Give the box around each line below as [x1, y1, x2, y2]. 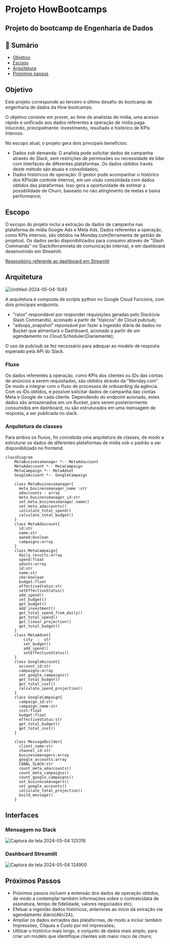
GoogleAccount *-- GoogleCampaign [14, 473, 87, 478]
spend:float [18, 557, 44, 562]
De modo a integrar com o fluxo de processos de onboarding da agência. [5, 383, 159, 389]
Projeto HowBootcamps [5, 4, 108, 15]
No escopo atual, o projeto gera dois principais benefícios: [5, 140, 128, 146]
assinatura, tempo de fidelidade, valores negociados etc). [12, 901, 133, 907]
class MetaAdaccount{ [14, 522, 60, 527]
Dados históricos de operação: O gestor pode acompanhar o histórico [12, 172, 159, 178]
